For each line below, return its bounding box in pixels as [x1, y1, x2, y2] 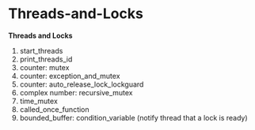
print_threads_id [19, 54, 73, 64]
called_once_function [19, 104, 89, 114]
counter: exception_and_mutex [19, 71, 120, 80]
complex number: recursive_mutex [19, 87, 133, 97]
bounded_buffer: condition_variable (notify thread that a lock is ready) [19, 113, 248, 122]
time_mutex [19, 96, 58, 106]
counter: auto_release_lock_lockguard [19, 80, 144, 89]
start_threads [19, 46, 63, 55]
